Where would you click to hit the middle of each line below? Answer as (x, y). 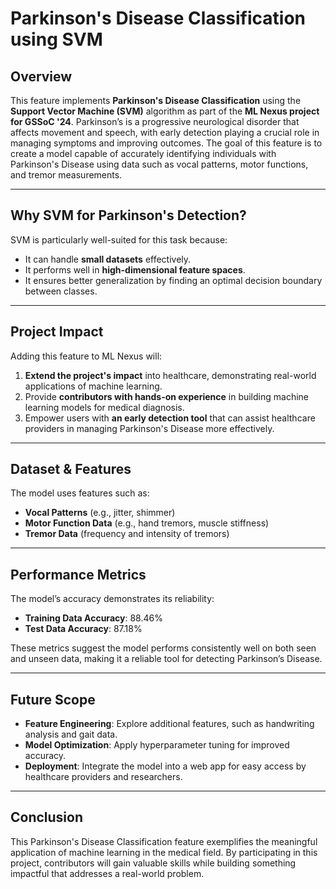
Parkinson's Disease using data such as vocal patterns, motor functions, (159, 164)
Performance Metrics (78, 574)
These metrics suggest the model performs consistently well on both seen (163, 648)
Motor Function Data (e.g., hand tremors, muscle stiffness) (147, 523)
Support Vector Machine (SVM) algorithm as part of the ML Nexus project (165, 111)
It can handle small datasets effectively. (108, 259)
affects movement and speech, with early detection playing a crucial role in (165, 132)
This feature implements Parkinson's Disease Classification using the (156, 100)
